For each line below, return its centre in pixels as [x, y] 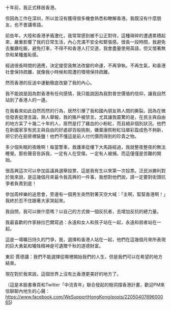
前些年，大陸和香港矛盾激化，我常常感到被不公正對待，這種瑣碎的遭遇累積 [83, 35]
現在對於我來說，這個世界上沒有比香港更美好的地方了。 [63, 274]
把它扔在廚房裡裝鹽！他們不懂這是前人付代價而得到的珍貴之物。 [72, 136]
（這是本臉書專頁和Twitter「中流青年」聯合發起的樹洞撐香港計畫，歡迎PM [83, 285]
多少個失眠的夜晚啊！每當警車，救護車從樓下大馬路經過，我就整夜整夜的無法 [85, 147]
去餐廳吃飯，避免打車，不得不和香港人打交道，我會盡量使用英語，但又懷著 [83, 48]
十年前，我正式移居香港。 [32, 7]
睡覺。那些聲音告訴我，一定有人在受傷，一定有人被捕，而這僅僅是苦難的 [81, 153]
